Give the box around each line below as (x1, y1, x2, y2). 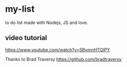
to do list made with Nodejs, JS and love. (5, 20, 88, 25)
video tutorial (5, 34, 47, 42)
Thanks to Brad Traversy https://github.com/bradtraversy (5, 56, 122, 62)
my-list (5, 3, 35, 15)
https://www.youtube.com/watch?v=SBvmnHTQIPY (5, 46, 110, 52)
